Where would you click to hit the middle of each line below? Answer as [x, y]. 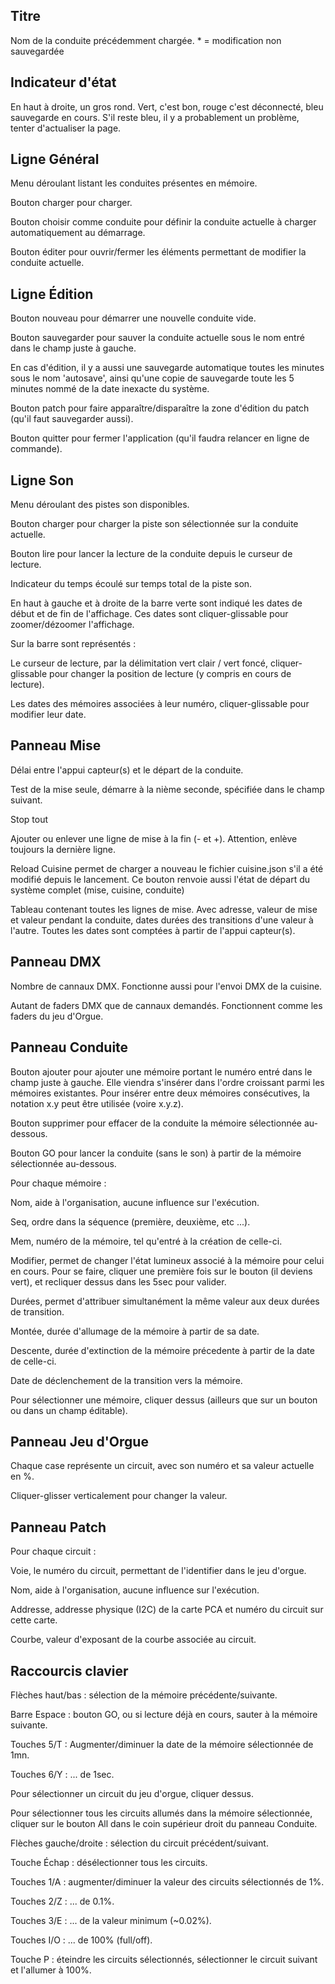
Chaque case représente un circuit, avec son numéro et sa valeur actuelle [162, 1466]
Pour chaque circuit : [53, 1551]
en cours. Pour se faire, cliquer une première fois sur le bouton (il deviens [161, 1271]
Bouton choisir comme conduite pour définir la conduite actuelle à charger [163, 222]
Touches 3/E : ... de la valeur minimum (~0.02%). [111, 1920]
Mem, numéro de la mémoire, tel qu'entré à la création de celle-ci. [146, 1241]
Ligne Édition [52, 294]
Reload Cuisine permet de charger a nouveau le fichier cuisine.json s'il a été [167, 868]
